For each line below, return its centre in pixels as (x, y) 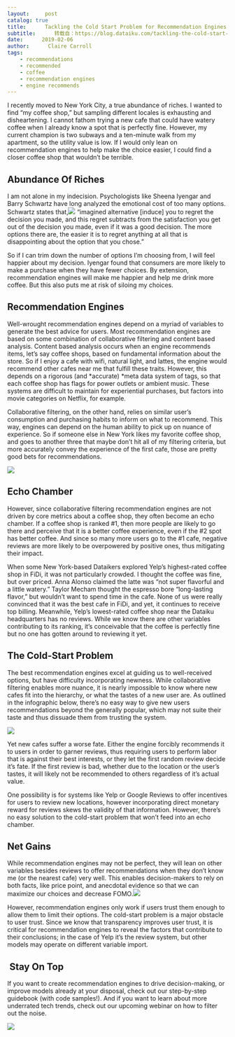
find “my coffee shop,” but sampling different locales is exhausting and (109, 113)
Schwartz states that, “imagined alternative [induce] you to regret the (111, 212)
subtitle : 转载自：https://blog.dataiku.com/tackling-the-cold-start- (118, 33)
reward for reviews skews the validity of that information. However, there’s (114, 809)
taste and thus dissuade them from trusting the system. (87, 717)
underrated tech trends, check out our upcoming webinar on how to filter (113, 1006)
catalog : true (28, 20)
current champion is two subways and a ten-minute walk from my (102, 135)
